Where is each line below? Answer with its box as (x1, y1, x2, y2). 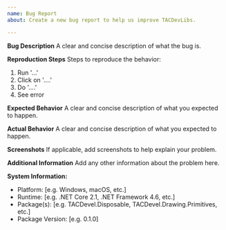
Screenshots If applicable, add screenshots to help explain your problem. (7, 145, 217, 153)
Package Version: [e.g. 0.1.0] (17, 215, 99, 223)
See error (17, 90, 45, 99)
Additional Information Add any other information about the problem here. (7, 158, 220, 166)
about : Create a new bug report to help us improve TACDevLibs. (7, 17, 196, 23)
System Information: (7, 172, 68, 180)
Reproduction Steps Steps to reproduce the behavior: (7, 55, 161, 63)
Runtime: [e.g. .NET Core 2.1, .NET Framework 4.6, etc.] (17, 193, 176, 201)
